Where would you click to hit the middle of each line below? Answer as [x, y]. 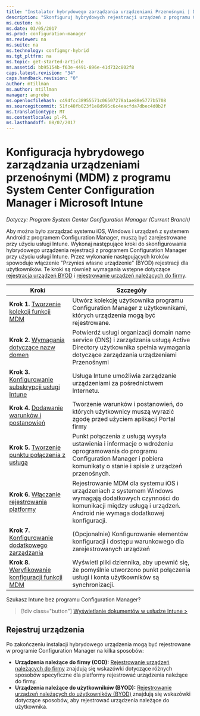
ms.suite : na [22, 45]
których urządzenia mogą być [114, 315]
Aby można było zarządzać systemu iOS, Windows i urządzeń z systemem [98, 231]
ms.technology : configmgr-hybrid [48, 51]
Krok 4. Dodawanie [36, 408]
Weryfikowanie [30, 570]
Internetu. [86, 391]
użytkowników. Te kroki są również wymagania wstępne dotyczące [88, 269]
